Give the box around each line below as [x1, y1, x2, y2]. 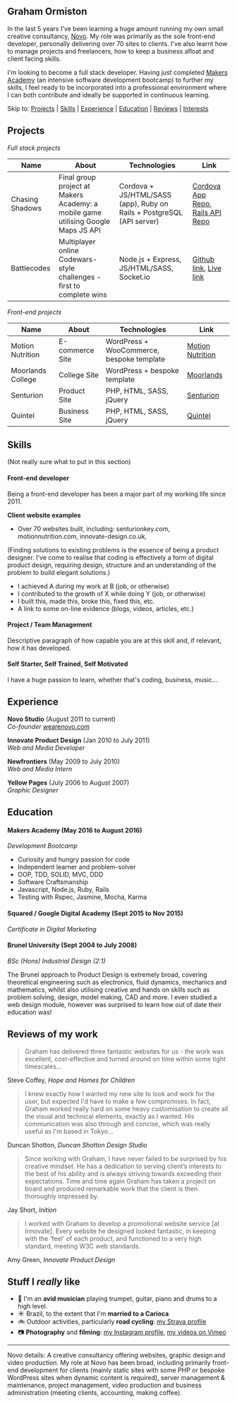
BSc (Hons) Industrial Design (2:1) [7, 956, 106, 965]
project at [59, 181, 90, 191]
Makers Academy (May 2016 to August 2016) [7, 826, 142, 834]
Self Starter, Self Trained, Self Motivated [7, 660, 128, 668]
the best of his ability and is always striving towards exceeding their [24, 1169, 222, 1178]
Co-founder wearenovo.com [7, 722, 90, 730]
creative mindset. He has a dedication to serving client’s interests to [24, 1162, 222, 1170]
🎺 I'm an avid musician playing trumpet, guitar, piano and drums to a [17, 1295, 217, 1303]
